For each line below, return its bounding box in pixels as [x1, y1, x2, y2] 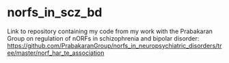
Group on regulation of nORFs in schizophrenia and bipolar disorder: [7, 34, 200, 42]
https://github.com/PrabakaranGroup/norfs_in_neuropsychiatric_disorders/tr [7, 41, 222, 49]
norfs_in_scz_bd [7, 5, 103, 20]
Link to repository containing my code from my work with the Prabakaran [7, 27, 213, 35]
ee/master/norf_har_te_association [7, 49, 105, 57]
